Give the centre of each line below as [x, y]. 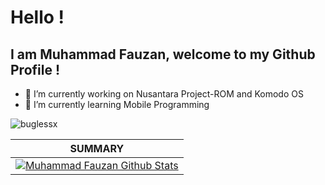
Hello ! [37, 17]
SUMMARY [97, 148]
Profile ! [35, 69]
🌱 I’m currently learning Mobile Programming [117, 104]
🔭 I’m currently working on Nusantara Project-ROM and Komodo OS [164, 94]
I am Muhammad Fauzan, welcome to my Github [163, 54]
